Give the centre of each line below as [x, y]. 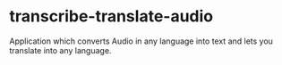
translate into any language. [60, 50]
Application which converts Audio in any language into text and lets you [141, 41]
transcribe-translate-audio [111, 16]
